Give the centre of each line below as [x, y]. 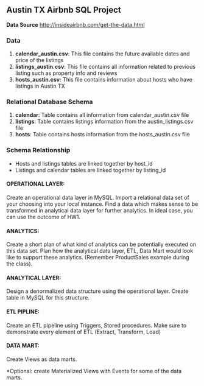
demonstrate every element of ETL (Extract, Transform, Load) [84, 332]
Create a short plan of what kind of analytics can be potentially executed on [101, 244]
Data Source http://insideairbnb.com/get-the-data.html [76, 24]
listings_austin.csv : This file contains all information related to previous [105, 67]
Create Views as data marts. [42, 359]
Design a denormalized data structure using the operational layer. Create [97, 291]
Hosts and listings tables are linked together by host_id [84, 163]
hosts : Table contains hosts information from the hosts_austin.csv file [102, 135]
